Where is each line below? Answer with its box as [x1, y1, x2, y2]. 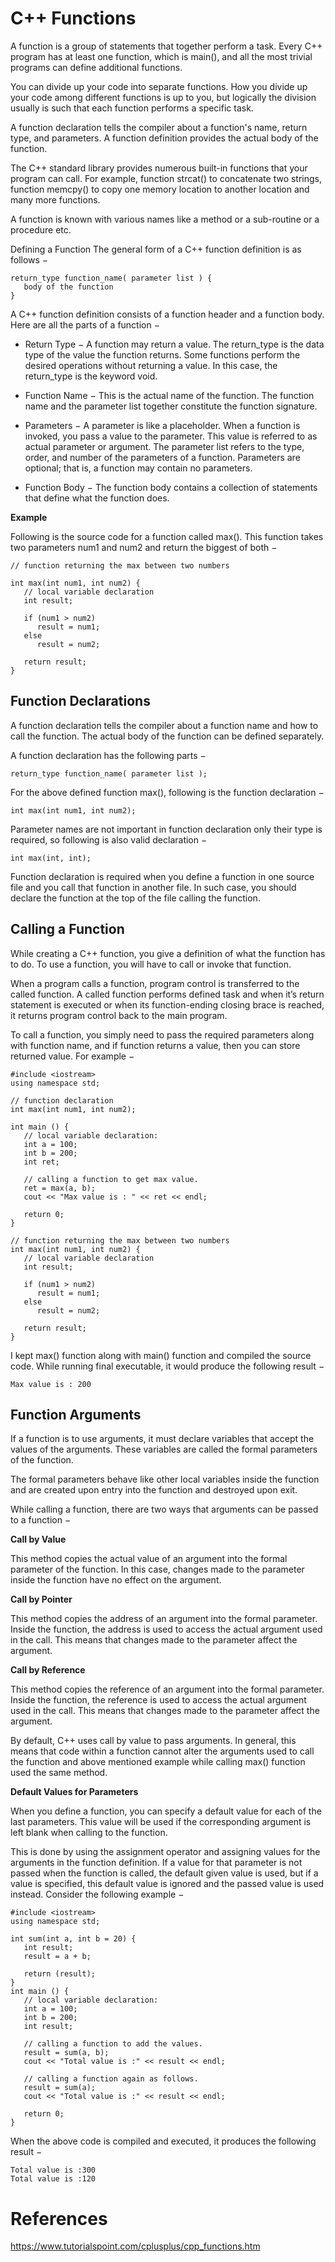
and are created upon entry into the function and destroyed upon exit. [10, 1484, 298, 1496]
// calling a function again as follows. [23, 2074, 199, 2084]
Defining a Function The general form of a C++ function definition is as [10, 243, 302, 255]
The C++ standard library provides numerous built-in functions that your [10, 162, 308, 174]
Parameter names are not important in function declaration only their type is [10, 823, 323, 835]
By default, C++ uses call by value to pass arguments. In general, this [10, 1735, 297, 1747]
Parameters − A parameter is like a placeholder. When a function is [24, 419, 301, 431]
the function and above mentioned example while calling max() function [10, 1756, 306, 1768]
